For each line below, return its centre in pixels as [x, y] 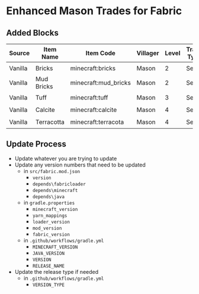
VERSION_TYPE [49, 285]
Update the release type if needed [57, 271]
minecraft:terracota [97, 122]
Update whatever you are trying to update [66, 158]
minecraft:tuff [89, 97]
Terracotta [50, 122]
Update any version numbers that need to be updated [80, 165]
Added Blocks [33, 33]
